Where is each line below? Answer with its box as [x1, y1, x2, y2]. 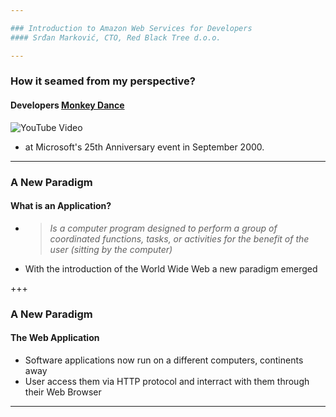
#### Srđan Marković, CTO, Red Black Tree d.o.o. [10, 32, 222, 43]
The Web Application [10, 332, 100, 344]
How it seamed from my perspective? [10, 74, 196, 88]
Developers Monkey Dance [10, 99, 125, 111]
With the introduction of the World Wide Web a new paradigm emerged [24, 262, 318, 275]
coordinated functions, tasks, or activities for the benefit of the [49, 232, 310, 245]
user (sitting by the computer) [49, 243, 173, 255]
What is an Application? [10, 200, 112, 212]
